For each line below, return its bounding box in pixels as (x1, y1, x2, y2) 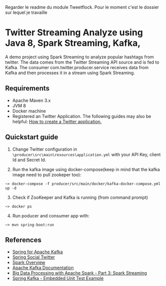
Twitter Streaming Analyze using (5, 27, 143, 38)
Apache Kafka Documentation (12, 265, 74, 271)
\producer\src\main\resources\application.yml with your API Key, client (12, 151, 161, 157)
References (5, 236, 42, 244)
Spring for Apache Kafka (12, 249, 63, 255)
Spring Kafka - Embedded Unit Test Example (12, 276, 104, 282)
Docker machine (12, 108, 46, 114)
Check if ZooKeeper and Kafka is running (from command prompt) (12, 194, 148, 200)
